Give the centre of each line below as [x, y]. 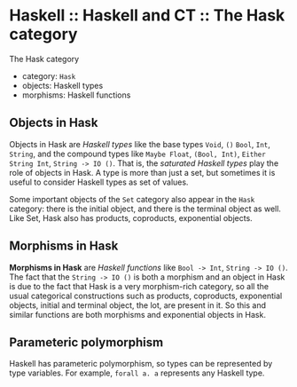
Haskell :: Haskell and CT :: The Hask [147, 16]
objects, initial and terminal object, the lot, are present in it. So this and [137, 305]
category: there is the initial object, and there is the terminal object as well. [145, 209]
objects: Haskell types [63, 85]
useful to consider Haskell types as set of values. [99, 182]
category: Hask [49, 75]
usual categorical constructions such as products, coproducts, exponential [146, 296]
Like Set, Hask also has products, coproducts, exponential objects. [131, 217]
